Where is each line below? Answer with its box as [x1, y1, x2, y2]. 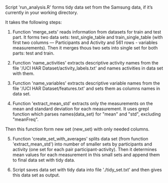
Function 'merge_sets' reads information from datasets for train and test [12, 29, 161, 34]
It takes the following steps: [5, 19, 62, 25]
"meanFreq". [12, 116, 39, 122]
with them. [12, 70, 35, 76]
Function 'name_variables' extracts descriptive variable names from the [12, 80, 160, 86]
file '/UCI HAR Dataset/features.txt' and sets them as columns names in [12, 85, 160, 91]
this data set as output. [12, 172, 60, 178]
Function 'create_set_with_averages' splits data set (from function [12, 136, 149, 141]
